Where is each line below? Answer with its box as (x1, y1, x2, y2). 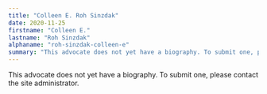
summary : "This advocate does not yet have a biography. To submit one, (8, 48, 254, 56)
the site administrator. (8, 78, 79, 88)
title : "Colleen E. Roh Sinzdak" (8, 11, 119, 20)
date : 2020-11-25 (8, 19, 66, 27)
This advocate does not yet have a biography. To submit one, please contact (8, 70, 259, 79)
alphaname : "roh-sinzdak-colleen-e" (8, 41, 130, 49)
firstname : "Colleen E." (8, 26, 91, 34)
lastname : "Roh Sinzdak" (8, 33, 91, 42)
